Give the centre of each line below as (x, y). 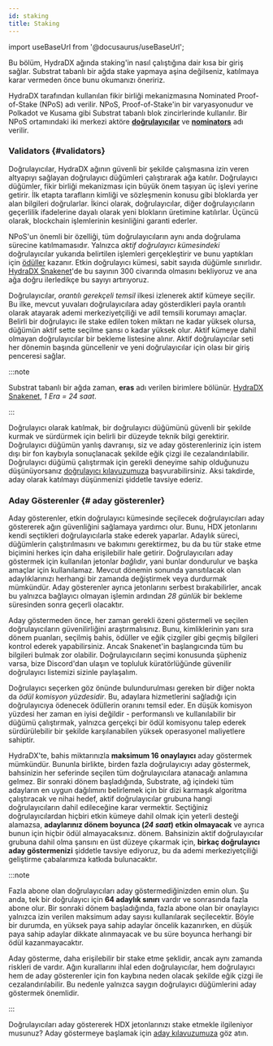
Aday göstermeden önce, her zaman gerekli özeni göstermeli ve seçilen (128, 621)
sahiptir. (22, 740)
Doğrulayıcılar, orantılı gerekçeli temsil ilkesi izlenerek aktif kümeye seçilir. (132, 295)
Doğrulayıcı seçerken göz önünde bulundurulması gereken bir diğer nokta (132, 688)
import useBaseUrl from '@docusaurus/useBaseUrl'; (96, 46)
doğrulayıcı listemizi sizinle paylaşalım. (73, 673)
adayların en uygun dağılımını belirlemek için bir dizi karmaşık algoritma (128, 791)
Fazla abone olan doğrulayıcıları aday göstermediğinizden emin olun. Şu (129, 891)
